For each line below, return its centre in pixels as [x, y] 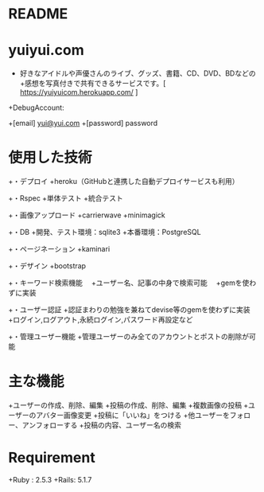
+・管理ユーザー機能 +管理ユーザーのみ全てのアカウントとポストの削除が [128, 337]
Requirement [52, 458]
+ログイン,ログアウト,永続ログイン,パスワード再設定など [101, 320]
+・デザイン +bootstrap [47, 266]
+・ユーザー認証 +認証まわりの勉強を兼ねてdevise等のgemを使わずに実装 [129, 310]
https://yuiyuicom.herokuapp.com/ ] [79, 92]
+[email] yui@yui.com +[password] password [83, 123]
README [38, 14]
